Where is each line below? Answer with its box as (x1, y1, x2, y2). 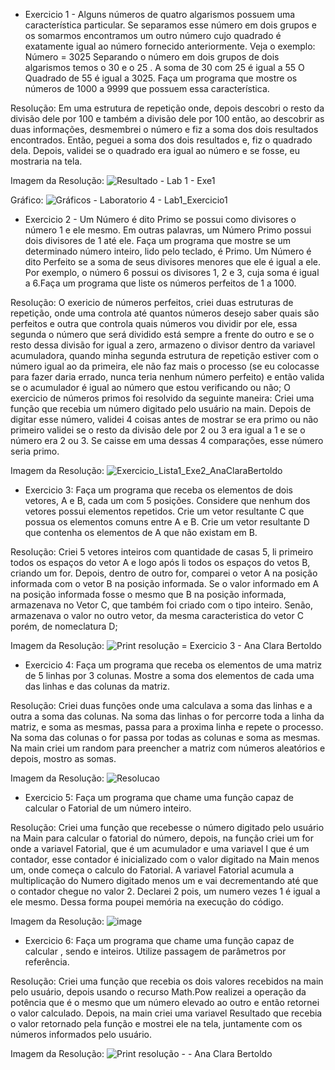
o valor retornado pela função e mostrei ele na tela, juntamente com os (10, 1018, 303, 1029)
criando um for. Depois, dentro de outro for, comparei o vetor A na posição (10, 567, 318, 579)
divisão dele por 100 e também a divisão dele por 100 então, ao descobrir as (10, 113, 325, 124)
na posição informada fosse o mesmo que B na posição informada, (10, 589, 287, 600)
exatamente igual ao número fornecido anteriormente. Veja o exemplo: (24, 40, 316, 52)
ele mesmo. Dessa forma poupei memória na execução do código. (10, 896, 284, 908)
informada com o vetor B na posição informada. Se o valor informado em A (10, 578, 320, 589)
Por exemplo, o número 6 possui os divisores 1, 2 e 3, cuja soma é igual (24, 267, 320, 278)
